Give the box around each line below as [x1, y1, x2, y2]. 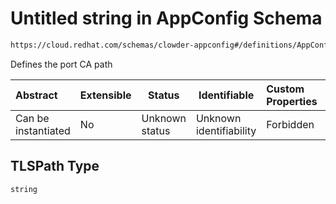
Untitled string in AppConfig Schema [10, 7, 323, 30]
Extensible [79, 88, 132, 102]
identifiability [195, 123, 257, 137]
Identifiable [198, 88, 255, 102]
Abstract [15, 88, 58, 102]
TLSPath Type [10, 158, 100, 175]
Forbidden [266, 117, 315, 131]
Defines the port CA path [10, 58, 113, 70]
